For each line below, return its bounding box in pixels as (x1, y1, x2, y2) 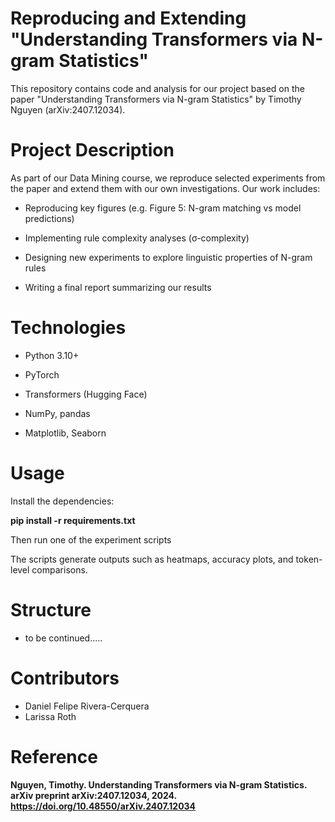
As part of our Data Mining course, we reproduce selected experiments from (10, 172, 326, 184)
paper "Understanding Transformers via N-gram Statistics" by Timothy (10, 93, 302, 105)
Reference (10, 745, 98, 768)
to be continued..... (24, 632, 103, 644)
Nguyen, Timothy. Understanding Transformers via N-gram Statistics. (10, 778, 308, 791)
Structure (10, 598, 92, 621)
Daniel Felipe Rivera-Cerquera (24, 700, 150, 712)
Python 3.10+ (24, 349, 80, 361)
